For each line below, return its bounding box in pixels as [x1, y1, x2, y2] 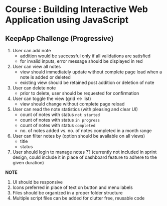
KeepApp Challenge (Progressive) [5, 34, 114, 43]
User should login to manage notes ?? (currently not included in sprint [12, 149, 157, 155]
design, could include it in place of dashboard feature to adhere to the [12, 154, 157, 160]
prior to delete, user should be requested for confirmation [20, 90, 139, 96]
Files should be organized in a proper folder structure [12, 190, 123, 195]
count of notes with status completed [20, 122, 96, 128]
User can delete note [12, 85, 56, 91]
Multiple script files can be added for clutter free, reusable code [12, 195, 145, 201]
